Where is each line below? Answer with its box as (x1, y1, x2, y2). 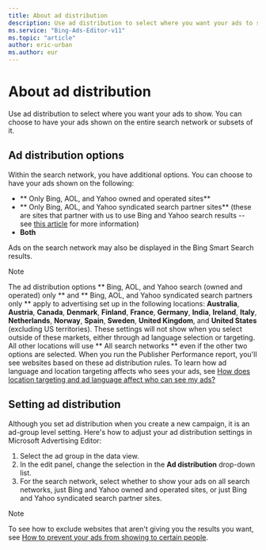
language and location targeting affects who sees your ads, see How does (8, 366, 251, 375)
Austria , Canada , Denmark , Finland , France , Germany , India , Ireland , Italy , (8, 307, 257, 317)
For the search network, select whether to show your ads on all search (19, 476, 250, 486)
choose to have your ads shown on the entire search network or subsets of (8, 117, 253, 127)
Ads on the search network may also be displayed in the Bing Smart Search (8, 243, 254, 252)
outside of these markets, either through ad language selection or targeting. (8, 333, 256, 342)
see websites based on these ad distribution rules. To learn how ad (8, 358, 227, 367)
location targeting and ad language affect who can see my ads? (8, 375, 216, 384)
